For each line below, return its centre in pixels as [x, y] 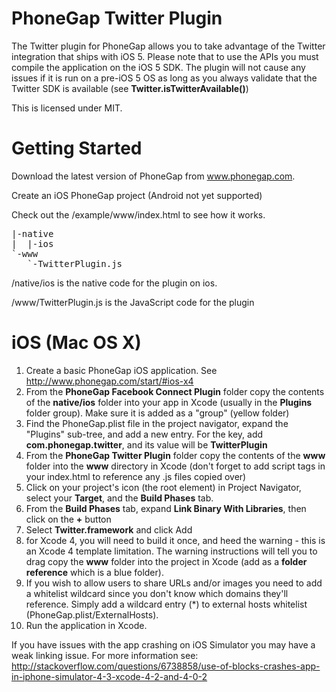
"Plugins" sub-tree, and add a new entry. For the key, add [144, 434]
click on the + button [68, 519]
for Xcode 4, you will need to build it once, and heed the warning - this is [175, 540]
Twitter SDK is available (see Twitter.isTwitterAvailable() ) [130, 88]
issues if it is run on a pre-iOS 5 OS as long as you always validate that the [164, 78]
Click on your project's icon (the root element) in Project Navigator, [163, 487]
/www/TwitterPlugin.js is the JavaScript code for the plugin [133, 302]
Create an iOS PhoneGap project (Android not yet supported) [137, 195]
